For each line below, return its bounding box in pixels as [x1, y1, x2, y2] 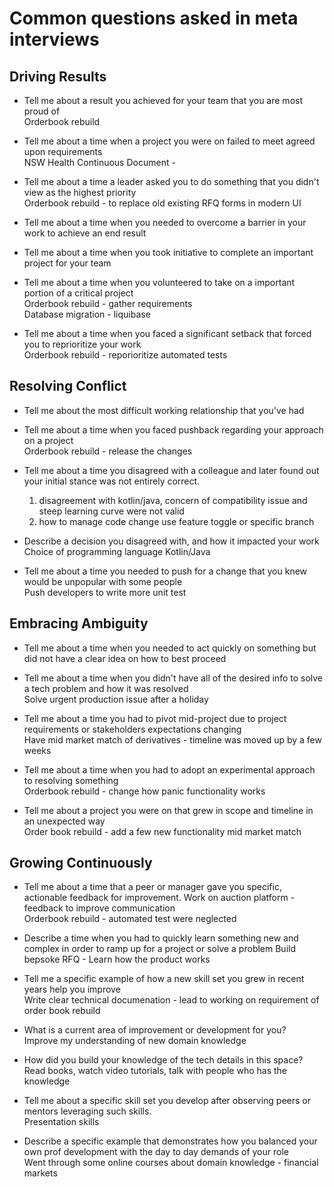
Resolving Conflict [9, 378, 127, 395]
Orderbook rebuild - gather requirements [23, 298, 193, 309]
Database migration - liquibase [23, 308, 151, 320]
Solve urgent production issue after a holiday [23, 693, 209, 705]
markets [23, 1167, 58, 1179]
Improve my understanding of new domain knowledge [23, 1035, 247, 1047]
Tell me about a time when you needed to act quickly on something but [23, 642, 317, 654]
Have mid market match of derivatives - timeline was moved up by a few [23, 733, 322, 746]
